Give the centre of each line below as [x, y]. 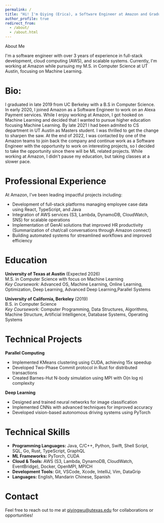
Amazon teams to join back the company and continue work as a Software [80, 141]
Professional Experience [56, 181]
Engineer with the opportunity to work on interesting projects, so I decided [80, 146]
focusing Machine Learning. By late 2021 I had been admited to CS [72, 125]
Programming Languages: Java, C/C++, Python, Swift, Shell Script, [80, 445]
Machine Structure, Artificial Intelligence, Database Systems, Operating [77, 314]
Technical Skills [38, 432]
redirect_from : [20, 23]
